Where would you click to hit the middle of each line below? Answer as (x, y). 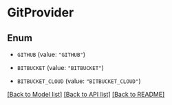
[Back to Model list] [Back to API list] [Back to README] (86, 94)
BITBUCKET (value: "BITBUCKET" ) (61, 68)
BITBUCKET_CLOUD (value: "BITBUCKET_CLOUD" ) (79, 81)
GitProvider (41, 13)
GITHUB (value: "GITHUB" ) (51, 54)
